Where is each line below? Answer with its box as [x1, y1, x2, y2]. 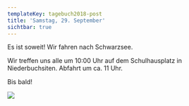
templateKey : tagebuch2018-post [7, 10, 102, 18]
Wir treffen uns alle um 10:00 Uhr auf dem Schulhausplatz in [7, 57, 182, 65]
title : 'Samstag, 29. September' [7, 17, 106, 24]
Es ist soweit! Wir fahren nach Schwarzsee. [7, 43, 133, 52]
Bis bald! [7, 78, 33, 86]
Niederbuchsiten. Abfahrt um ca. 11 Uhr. [7, 64, 123, 73]
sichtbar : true [7, 23, 52, 30]
